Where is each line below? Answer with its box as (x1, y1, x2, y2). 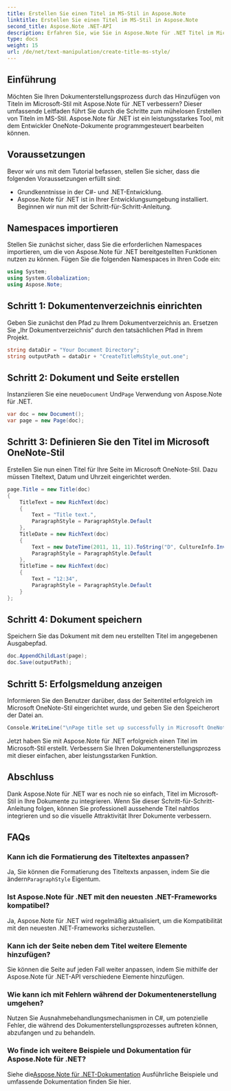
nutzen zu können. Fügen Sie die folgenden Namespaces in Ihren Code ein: (7, 255, 221, 264)
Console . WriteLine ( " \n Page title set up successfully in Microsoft (7, 724, 205, 731)
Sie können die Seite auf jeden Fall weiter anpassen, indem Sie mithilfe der (7, 965, 219, 973)
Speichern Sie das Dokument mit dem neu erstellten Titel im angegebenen (7, 632, 218, 640)
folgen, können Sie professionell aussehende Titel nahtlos (35, 804, 199, 812)
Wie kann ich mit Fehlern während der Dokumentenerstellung (7, 989, 217, 999)
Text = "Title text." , (32, 511, 97, 518)
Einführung (7, 74, 56, 86)
